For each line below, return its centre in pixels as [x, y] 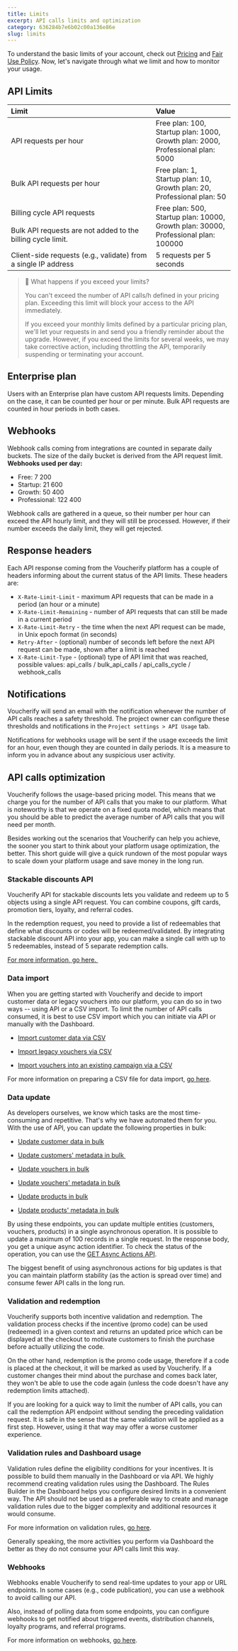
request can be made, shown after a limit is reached [93, 649]
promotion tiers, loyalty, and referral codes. [70, 910]
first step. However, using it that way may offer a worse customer [103, 1427]
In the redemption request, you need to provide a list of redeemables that [114, 923]
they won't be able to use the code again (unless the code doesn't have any [118, 1383]
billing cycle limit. [40, 240]
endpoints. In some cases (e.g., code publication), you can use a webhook [116, 1590]
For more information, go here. [52, 960]
